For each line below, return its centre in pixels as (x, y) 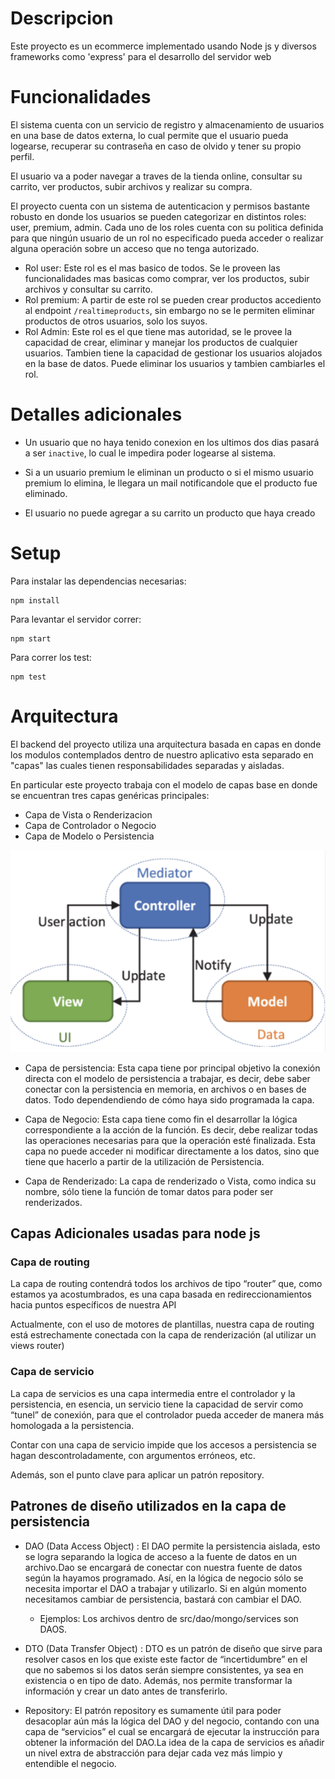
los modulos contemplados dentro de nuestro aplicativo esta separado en (162, 754)
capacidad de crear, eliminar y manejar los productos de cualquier (161, 342)
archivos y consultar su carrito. (88, 289)
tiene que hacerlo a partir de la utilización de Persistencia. (144, 1161)
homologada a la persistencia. (72, 1425)
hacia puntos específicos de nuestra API (93, 1305)
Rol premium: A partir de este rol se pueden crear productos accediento (173, 299)
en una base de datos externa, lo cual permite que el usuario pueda (149, 135)
